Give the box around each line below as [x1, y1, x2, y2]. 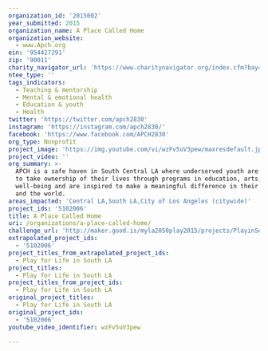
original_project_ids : [8, 308, 84, 316]
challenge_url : [8, 227, 59, 235]
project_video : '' [8, 152, 69, 160]
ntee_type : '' [8, 71, 56, 79]
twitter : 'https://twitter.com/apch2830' [8, 116, 148, 124]
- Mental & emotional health [15, 93, 112, 101]
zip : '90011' [8, 57, 52, 65]
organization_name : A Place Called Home [8, 26, 145, 34]
